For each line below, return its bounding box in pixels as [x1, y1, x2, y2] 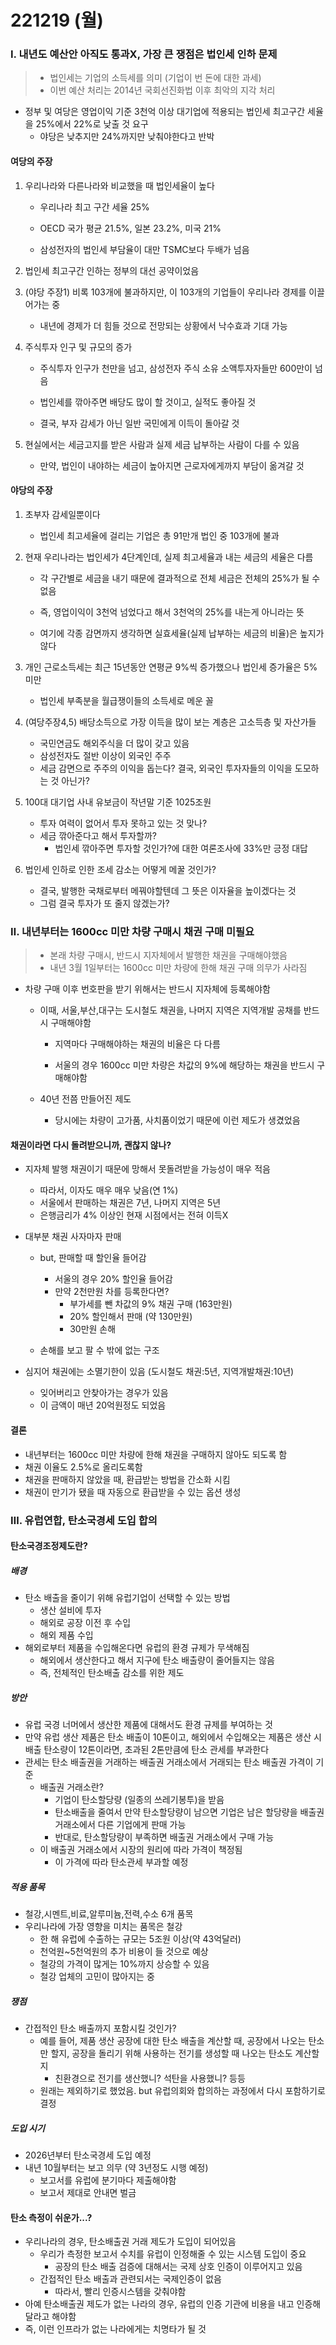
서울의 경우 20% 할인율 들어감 [54, 1273, 173, 1285]
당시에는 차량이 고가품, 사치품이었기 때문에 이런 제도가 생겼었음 [54, 1114, 301, 1126]
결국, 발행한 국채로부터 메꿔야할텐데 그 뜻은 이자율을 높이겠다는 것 [39, 884, 297, 896]
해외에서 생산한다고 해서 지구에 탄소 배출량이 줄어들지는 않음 [39, 1654, 275, 1666]
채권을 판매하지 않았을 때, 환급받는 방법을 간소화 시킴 [24, 1473, 231, 1485]
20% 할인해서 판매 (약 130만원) [69, 1311, 193, 1323]
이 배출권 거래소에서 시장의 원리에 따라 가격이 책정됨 [39, 1844, 243, 1856]
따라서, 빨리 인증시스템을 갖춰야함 [54, 2286, 187, 2298]
